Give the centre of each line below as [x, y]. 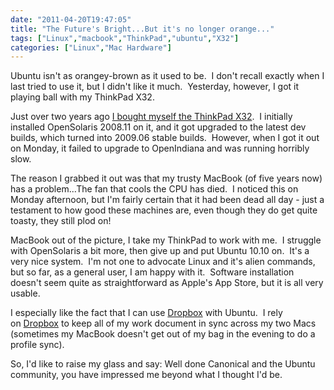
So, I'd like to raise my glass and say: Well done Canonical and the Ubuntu [163, 364]
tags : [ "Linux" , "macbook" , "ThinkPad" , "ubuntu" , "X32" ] [125, 38]
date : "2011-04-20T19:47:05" [71, 19]
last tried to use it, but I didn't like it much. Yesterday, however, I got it [155, 87]
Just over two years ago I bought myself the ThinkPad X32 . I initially [151, 117]
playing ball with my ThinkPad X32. [82, 97]
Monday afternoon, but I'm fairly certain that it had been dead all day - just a [167, 200]
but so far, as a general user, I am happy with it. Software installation [152, 272]
